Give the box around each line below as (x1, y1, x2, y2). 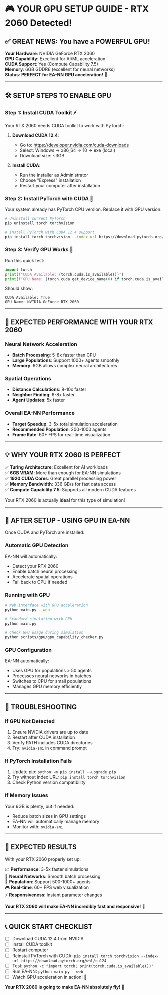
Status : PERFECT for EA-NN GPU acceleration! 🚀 (5, 72, 108, 77)
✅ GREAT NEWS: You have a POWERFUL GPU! (5, 37, 150, 46)
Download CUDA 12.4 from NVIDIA (12, 936, 84, 942)
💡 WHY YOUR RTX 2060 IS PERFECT (5, 451, 121, 459)
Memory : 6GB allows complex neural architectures (12, 363, 117, 369)
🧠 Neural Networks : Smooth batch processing (5, 873, 101, 879)
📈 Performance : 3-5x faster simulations (5, 866, 89, 872)
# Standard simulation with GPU (5, 616, 72, 621)
